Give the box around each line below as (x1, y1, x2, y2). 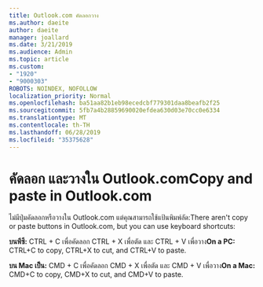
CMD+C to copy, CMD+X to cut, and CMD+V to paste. (9, 270, 184, 279)
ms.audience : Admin (9, 48, 73, 56)
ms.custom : (9, 63, 45, 71)
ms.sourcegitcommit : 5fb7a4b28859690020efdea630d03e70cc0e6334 (9, 107, 221, 115)
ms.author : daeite (9, 19, 69, 27)
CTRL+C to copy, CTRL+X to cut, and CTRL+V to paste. (9, 245, 187, 256)
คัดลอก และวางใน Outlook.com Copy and (9, 170, 254, 187)
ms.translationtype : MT (9, 114, 87, 122)
